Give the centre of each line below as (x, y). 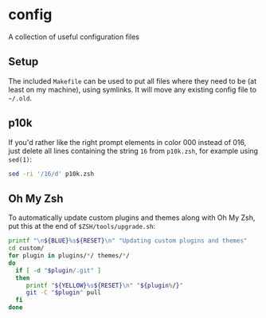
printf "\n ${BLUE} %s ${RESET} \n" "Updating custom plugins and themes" (128, 241)
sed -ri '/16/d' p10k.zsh (51, 174)
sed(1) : (20, 159)
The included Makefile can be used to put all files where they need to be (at (133, 80)
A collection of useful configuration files (74, 37)
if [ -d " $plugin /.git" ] (59, 270)
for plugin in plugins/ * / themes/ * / (69, 256)
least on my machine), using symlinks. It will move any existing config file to (133, 89)
